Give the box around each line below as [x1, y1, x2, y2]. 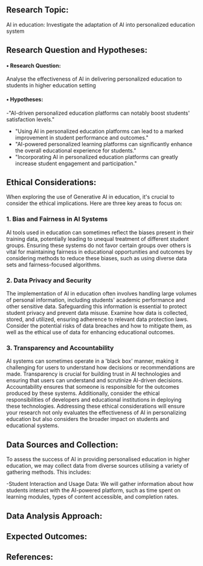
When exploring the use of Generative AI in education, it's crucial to [6, 194, 175, 201]
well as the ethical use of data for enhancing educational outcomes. [6, 329, 175, 336]
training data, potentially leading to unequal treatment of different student [6, 235, 189, 242]
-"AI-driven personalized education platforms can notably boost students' [6, 109, 190, 116]
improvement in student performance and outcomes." [14, 133, 149, 141]
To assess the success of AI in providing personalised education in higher [6, 456, 190, 463]
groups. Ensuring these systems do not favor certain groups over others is [6, 241, 192, 249]
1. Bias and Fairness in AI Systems [6, 215, 108, 223]
